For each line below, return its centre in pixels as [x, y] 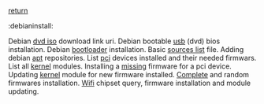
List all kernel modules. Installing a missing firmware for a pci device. [120, 66]
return [18, 11]
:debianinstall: [31, 26]
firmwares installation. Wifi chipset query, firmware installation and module [129, 83]
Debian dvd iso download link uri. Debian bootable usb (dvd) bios [114, 41]
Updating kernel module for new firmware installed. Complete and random [129, 74]
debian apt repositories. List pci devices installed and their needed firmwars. [132, 58]
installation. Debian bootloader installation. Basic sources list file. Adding [126, 49]
